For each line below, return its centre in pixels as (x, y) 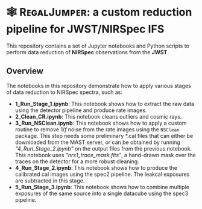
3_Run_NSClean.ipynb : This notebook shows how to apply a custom (101, 123)
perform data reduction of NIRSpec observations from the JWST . (87, 52)
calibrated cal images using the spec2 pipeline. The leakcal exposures (102, 174)
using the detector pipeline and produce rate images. (81, 110)
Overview (25, 71)
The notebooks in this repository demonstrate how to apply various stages (99, 86)
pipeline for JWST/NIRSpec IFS (85, 29)
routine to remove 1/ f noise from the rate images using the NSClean (97, 129)
